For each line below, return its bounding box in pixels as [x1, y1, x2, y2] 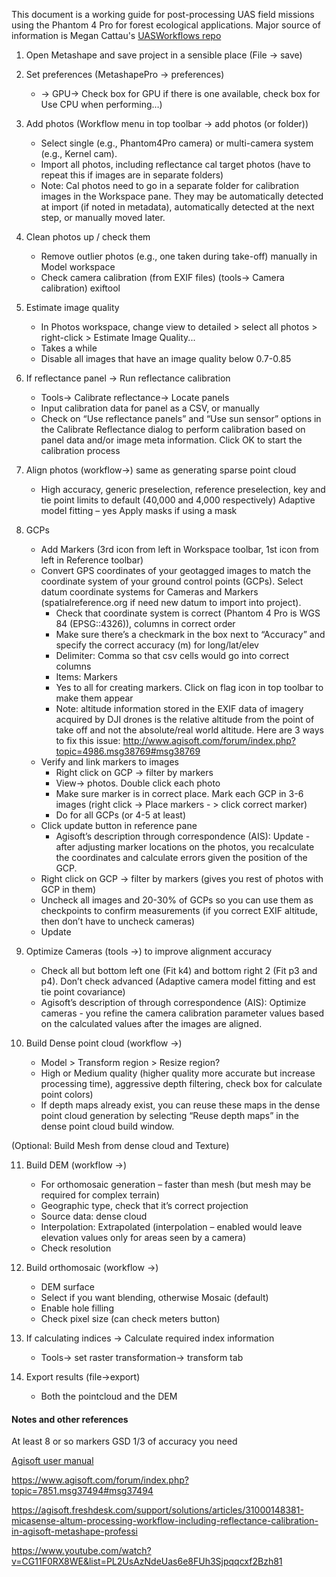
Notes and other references [11, 1413, 129, 1425]
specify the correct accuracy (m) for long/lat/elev [55, 639, 259, 651]
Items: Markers [55, 671, 118, 683]
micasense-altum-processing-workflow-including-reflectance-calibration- [11, 1515, 319, 1527]
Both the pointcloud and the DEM [40, 1390, 178, 1402]
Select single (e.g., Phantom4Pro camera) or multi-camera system [40, 137, 314, 149]
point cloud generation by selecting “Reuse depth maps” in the [40, 1110, 299, 1121]
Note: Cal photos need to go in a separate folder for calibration [40, 180, 299, 191]
